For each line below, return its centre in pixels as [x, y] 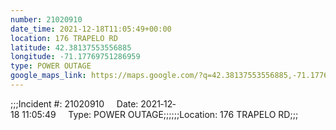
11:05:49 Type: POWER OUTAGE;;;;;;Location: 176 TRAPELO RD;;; [160, 114]
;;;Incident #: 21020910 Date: [74, 103]
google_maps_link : [48, 76]
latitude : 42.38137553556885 [71, 47]
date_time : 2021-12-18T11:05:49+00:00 [91, 29]
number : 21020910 [46, 19]
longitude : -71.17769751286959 [75, 57]
